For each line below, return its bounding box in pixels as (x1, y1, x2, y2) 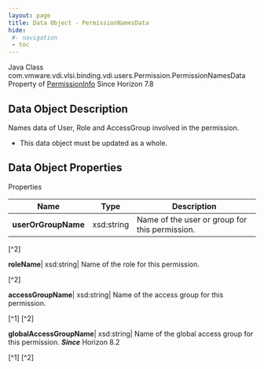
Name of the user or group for (136, 214, 247, 225)
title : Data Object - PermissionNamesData (8, 19, 149, 27)
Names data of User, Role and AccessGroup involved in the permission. (8, 123, 240, 132)
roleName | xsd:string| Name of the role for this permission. (8, 259, 200, 269)
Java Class (8, 62, 44, 72)
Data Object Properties (8, 161, 123, 174)
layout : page (8, 11, 51, 20)
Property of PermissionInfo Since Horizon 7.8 (8, 80, 154, 89)
